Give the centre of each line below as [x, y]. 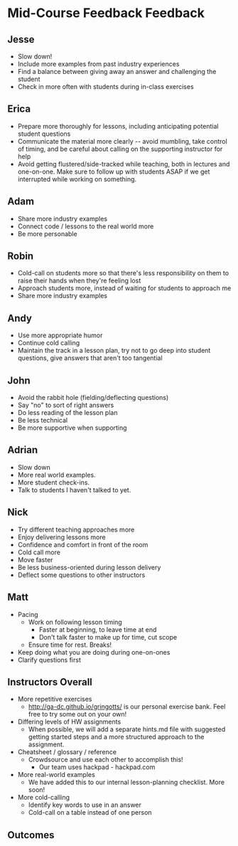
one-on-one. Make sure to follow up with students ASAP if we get [114, 171]
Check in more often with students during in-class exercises [106, 86]
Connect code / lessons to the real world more [86, 226]
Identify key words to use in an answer [85, 805]
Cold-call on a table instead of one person [90, 813]
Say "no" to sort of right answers [66, 405]
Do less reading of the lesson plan [67, 413]
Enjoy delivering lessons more [61, 537]
